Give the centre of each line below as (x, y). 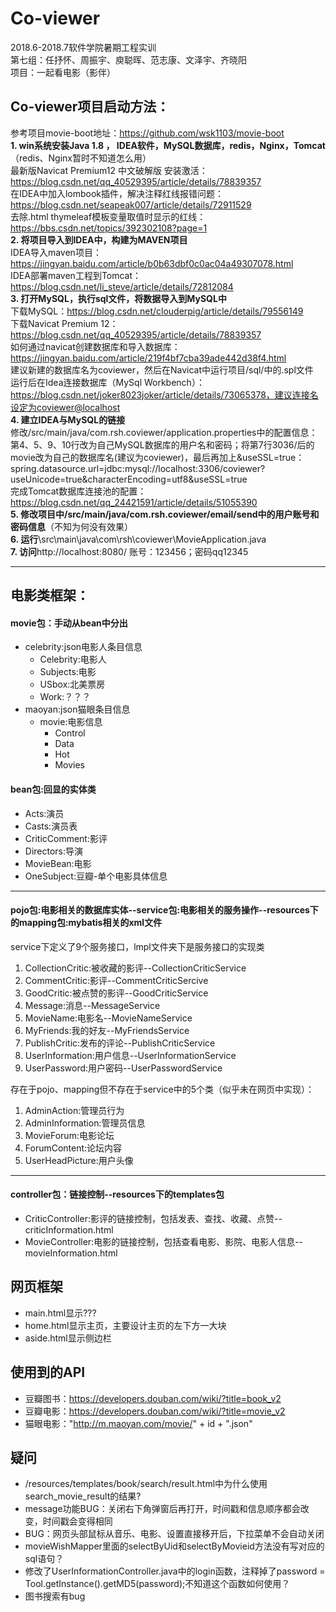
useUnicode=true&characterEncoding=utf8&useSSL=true (129, 479)
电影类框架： (50, 595)
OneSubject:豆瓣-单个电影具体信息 (96, 876)
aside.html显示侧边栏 (68, 1338)
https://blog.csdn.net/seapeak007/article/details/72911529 (131, 204)
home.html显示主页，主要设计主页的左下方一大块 (125, 1325)
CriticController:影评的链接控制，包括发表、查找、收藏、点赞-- (153, 1218)
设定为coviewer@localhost (65, 407)
